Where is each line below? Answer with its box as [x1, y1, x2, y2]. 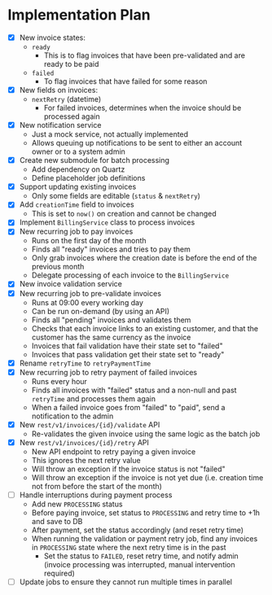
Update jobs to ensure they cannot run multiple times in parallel [19, 576, 233, 587]
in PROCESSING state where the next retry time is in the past [31, 542, 226, 552]
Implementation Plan [7, 6, 151, 24]
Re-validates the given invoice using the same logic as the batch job [31, 429, 261, 439]
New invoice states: [19, 33, 86, 42]
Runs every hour [31, 376, 87, 386]
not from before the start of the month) [31, 481, 162, 491]
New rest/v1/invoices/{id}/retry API [19, 437, 150, 447]
